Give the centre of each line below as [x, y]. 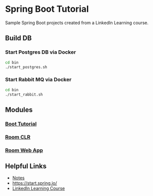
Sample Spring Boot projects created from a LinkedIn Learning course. [77, 23]
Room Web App [24, 150]
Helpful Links [26, 166]
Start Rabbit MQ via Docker [38, 80]
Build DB [19, 38]
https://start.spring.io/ [35, 183]
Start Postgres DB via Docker [41, 52]
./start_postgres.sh [26, 67]
